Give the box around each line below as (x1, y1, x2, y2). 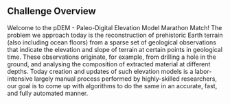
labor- (194, 67, 212, 75)
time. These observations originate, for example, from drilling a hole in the (7, 53, 216, 61)
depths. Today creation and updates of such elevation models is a (7, 67, 194, 75)
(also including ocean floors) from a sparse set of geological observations (7, 38, 216, 47)
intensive (7, 75, 33, 83)
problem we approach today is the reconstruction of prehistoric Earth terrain (7, 31, 223, 39)
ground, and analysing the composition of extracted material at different (7, 60, 211, 68)
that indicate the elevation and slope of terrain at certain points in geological (7, 45, 223, 53)
